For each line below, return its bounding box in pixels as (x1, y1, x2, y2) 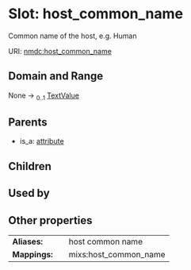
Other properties (8, 214, 93, 227)
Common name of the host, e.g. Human (8, 31, 137, 40)
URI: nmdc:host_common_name (8, 46, 113, 56)
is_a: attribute (19, 137, 65, 146)
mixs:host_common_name (68, 249, 166, 260)
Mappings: (12, 249, 54, 260)
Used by (8, 187, 50, 200)
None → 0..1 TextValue (8, 91, 79, 102)
